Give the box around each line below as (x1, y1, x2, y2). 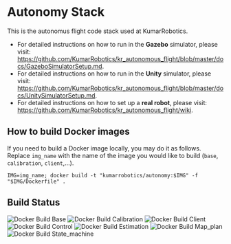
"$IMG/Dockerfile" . (7, 178, 67, 185)
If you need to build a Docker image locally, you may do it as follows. (7, 144, 201, 152)
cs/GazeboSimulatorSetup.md (16, 62, 102, 70)
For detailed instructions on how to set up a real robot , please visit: (16, 98, 208, 107)
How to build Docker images (7, 126, 131, 137)
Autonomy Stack (7, 4, 105, 20)
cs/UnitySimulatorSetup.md (16, 91, 96, 100)
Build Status (7, 197, 60, 208)
